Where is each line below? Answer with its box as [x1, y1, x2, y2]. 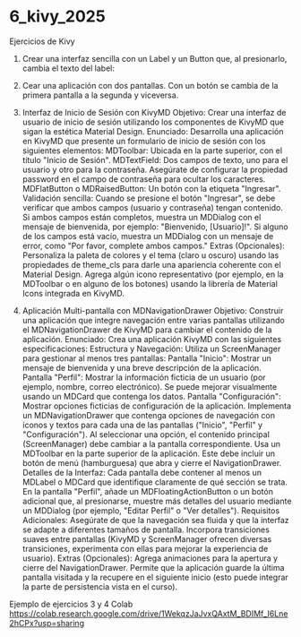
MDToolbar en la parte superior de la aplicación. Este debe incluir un [21, 448, 276, 459]
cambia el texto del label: [21, 63, 115, 73]
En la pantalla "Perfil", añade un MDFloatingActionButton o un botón [21, 486, 273, 496]
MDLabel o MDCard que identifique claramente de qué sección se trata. [21, 477, 288, 487]
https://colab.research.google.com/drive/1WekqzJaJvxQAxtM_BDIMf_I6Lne [9, 607, 288, 619]
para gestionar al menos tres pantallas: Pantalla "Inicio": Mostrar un [21, 352, 271, 364]
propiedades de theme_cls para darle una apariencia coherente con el [21, 259, 281, 270]
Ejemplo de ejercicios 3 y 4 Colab [9, 598, 133, 609]
